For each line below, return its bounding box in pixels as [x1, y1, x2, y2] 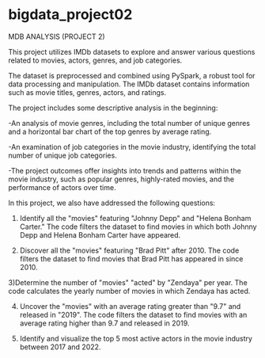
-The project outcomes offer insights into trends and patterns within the [8, 166, 241, 175]
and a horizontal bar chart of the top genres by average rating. [8, 127, 212, 136]
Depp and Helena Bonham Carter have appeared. [19, 230, 181, 239]
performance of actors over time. [8, 182, 116, 192]
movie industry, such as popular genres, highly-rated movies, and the [8, 174, 235, 184]
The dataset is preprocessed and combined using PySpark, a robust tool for [8, 70, 256, 80]
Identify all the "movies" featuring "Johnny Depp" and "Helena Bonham [19, 213, 252, 223]
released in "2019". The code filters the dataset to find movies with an [19, 310, 248, 319]
